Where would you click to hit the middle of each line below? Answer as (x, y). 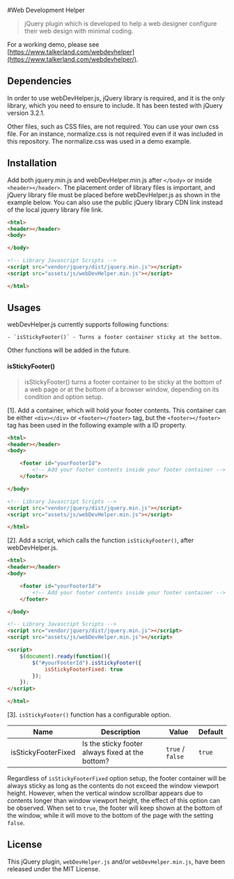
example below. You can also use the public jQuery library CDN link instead (115, 202)
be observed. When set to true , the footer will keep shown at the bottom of (115, 808)
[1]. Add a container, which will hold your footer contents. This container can (117, 410)
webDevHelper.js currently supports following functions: (88, 324)
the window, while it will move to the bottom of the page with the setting (110, 816)
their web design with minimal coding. (79, 31)
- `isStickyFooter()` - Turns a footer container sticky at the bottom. (115, 338)
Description (120, 732)
